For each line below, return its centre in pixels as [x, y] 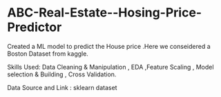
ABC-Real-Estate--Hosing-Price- [105, 13]
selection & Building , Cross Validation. [62, 74]
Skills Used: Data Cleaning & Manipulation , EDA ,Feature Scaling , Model [110, 67]
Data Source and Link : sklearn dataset [62, 87]
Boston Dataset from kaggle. [48, 54]
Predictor [35, 27]
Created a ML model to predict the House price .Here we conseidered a [109, 46]
